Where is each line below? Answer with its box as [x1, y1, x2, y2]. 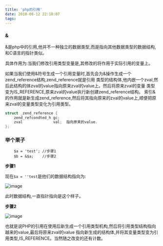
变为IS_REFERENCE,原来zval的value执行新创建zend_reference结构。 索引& [5, 88, 156, 95]
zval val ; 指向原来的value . [14, 120, 98, 124]
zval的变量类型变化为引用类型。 [9, 101, 73, 107]
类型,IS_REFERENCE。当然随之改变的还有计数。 [9, 235, 106, 241]
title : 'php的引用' [5, 7, 42, 12]
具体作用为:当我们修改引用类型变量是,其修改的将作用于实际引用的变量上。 [5, 60, 153, 66]
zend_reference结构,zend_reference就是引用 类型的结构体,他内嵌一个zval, [5, 76, 154, 83]
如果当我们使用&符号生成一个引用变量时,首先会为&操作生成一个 [5, 70, 132, 76]
